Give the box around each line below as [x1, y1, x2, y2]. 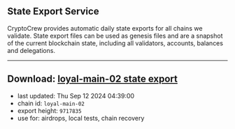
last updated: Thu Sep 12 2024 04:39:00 [17, 91, 135, 100]
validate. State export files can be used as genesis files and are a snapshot [7, 31, 223, 40]
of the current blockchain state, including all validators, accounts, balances [7, 38, 224, 47]
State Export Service [7, 6, 99, 17]
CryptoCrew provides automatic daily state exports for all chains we [7, 24, 203, 32]
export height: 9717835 [17, 106, 82, 114]
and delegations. [7, 46, 56, 54]
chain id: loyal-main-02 [17, 99, 85, 107]
